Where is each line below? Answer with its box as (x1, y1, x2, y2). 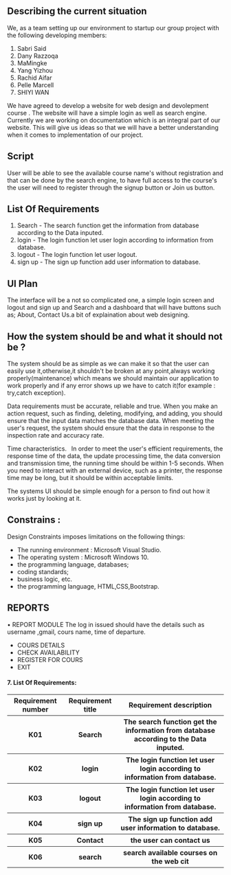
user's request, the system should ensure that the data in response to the (7, 424, 215, 432)
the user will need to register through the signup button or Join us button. (7, 183, 215, 192)
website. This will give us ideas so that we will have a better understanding (7, 123, 219, 131)
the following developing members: (7, 31, 107, 39)
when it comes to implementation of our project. (7, 130, 144, 139)
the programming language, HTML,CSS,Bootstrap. (16, 582, 159, 590)
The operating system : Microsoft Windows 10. (16, 553, 149, 561)
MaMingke (16, 58, 47, 67)
